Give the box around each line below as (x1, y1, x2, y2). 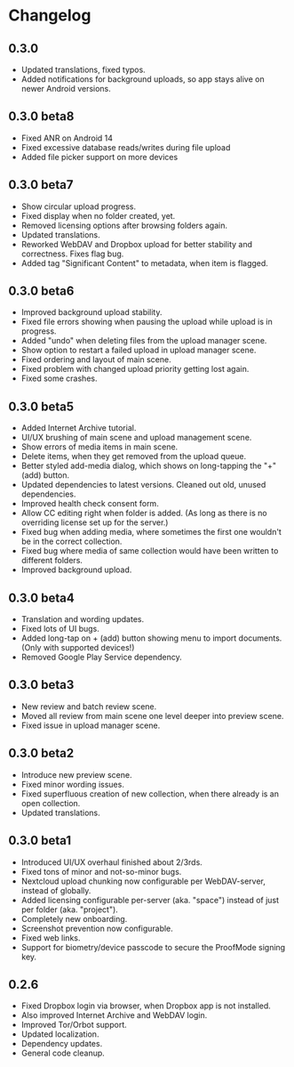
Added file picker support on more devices (20, 151, 179, 162)
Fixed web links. (20, 932, 81, 943)
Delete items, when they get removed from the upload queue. (20, 451, 246, 462)
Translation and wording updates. (20, 614, 145, 625)
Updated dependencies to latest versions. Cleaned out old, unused (20, 480, 266, 490)
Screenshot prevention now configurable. (20, 923, 174, 934)
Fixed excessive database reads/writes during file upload (20, 141, 231, 152)
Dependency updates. (20, 1039, 103, 1049)
